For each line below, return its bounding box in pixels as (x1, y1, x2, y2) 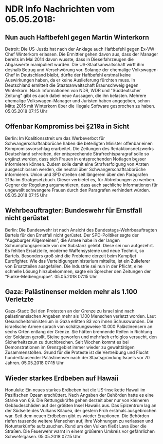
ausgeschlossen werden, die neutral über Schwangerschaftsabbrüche (5, 166, 146, 172)
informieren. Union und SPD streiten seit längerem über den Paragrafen (5, 172, 148, 177)
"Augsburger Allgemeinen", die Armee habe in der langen (5, 237, 120, 243)
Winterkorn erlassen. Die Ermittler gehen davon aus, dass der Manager (16, 51, 159, 57)
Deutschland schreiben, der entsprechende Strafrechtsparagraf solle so (5, 151, 149, 156)
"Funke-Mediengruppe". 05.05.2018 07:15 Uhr (5, 273, 97, 279)
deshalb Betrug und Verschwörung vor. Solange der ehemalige (5, 67, 131, 73)
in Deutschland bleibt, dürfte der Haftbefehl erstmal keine (16, 72, 131, 77)
